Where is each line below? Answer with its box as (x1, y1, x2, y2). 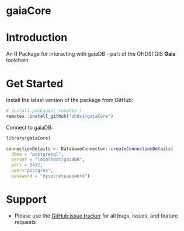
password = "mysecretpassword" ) (11, 173, 91, 179)
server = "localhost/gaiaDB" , (11, 157, 85, 162)
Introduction (6, 31, 68, 45)
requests (14, 218, 36, 225)
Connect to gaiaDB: (6, 124, 53, 131)
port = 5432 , (11, 162, 43, 168)
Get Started (6, 77, 63, 90)
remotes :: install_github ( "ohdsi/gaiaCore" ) (6, 113, 114, 119)
